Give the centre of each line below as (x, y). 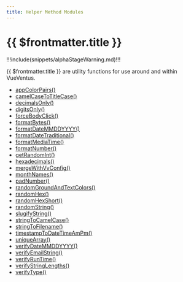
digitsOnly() (30, 109)
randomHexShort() (39, 200)
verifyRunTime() (36, 259)
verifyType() (31, 272)
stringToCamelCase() (42, 220)
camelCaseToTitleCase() (46, 96)
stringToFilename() (39, 226)
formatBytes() (33, 122)
